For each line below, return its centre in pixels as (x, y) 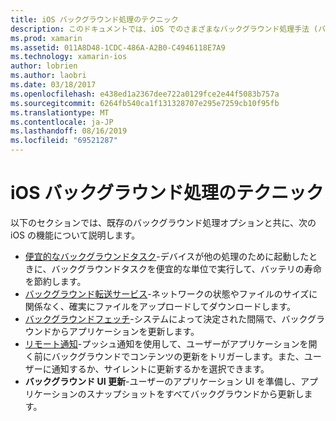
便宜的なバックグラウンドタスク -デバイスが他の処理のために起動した (167, 256)
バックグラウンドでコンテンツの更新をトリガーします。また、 (178, 356)
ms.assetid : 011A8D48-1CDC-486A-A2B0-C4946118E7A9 (118, 47)
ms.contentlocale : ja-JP (62, 122)
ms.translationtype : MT (60, 112)
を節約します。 (55, 281)
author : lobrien (44, 66)
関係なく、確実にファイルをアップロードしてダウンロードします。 (160, 306)
